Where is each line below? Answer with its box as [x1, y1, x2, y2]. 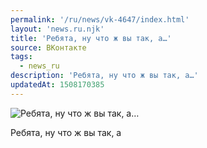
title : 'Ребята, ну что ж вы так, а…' [10, 33, 172, 43]
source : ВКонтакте [10, 42, 87, 53]
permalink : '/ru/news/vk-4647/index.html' [10, 14, 190, 25]
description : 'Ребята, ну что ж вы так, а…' [10, 71, 199, 81]
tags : [10, 52, 33, 62]
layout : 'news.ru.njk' [10, 24, 105, 34]
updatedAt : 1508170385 [10, 80, 105, 90]
